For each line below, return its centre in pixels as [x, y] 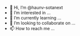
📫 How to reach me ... [32, 28]
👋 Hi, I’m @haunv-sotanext [36, 8]
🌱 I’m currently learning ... [35, 18]
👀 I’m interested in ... [30, 13]
